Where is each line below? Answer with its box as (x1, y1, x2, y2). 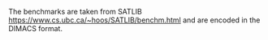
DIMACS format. (8, 24, 63, 33)
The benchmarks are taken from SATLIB (8, 7, 142, 16)
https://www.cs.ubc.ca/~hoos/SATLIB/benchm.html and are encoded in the (8, 15, 261, 25)
